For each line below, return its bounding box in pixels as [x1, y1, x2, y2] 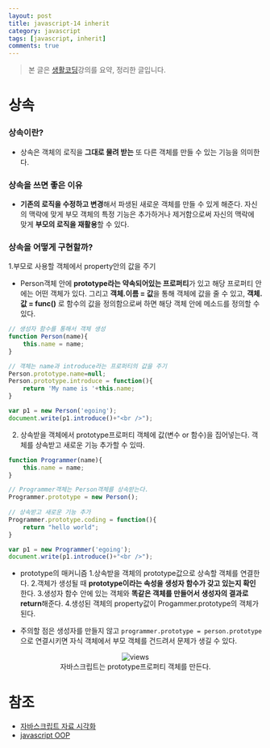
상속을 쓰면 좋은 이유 [8, 179, 83, 191]
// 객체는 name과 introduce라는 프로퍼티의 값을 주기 [8, 362, 168, 370]
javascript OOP [19, 730, 71, 740]
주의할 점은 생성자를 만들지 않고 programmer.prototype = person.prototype [19, 626, 263, 636]
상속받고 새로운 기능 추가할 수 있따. [35, 439, 145, 449]
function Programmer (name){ [8, 456, 103, 464]
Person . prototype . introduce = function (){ [8, 377, 153, 385]
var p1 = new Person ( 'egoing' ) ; [8, 407, 117, 415]
